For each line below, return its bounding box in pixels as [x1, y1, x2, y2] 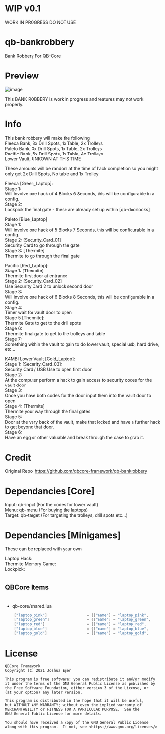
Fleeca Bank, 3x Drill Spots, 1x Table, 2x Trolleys [5, 140, 103, 146]
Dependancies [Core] [5, 485, 95, 497]
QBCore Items [5, 583, 49, 591]
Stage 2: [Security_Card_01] [5, 237, 61, 243]
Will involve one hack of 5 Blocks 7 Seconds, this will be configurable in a [5, 227, 154, 232]
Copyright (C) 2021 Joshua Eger [5, 668, 71, 673]
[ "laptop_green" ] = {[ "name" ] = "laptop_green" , [14, 617, 151, 622]
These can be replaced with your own [5, 546, 82, 552]
